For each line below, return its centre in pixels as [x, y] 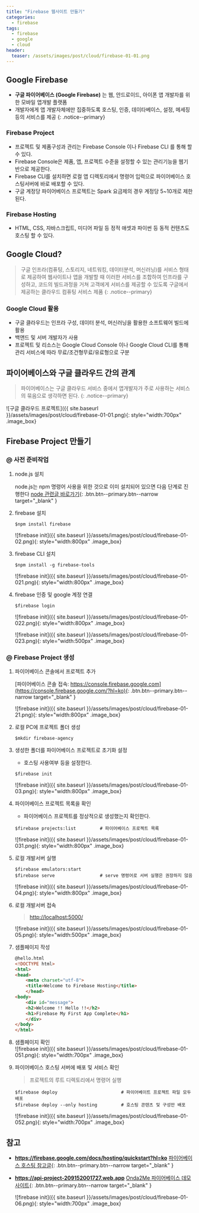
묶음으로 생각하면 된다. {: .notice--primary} [78, 395]
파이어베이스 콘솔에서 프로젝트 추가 [55, 671]
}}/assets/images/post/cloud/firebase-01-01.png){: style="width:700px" [94, 415]
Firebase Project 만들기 [49, 441]
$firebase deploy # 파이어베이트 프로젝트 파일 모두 [103, 1092]
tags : [13, 28]
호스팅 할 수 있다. [34, 236]
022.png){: [28, 623]
